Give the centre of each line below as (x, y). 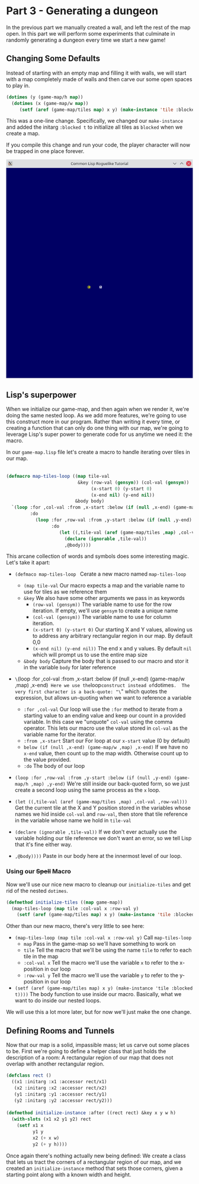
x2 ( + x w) (46, 1138)
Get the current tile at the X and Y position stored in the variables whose (103, 808)
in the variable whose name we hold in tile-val (73, 821)
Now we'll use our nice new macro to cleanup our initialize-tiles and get (99, 884)
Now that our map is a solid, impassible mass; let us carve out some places (98, 1045)
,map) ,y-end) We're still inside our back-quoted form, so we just (110, 784)
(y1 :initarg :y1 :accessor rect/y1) (61, 1094)
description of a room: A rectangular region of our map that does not (90, 1058)
